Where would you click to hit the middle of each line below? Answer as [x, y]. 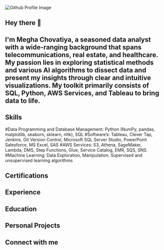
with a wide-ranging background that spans [73, 47]
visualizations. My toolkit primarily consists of [77, 85]
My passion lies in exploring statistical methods [80, 62]
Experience [23, 193]
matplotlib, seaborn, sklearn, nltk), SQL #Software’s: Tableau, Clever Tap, [79, 134]
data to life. [23, 101]
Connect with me [32, 242]
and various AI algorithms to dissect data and [76, 70]
